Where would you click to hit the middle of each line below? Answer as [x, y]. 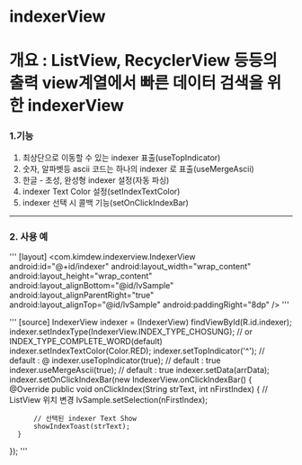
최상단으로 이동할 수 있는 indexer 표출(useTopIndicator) [121, 157]
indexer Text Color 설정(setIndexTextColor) [101, 191]
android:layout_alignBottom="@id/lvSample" [92, 285]
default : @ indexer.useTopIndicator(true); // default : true [115, 360]
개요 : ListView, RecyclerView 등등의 [143, 61]
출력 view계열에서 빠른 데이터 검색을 [136, 83]
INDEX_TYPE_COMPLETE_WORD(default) [86, 341]
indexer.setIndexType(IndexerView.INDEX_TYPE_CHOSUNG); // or [131, 332]
